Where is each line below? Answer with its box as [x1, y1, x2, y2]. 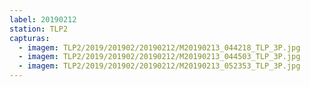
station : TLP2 [9, 24, 69, 34]
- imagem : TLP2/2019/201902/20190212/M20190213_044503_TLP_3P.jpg [18, 52, 301, 62]
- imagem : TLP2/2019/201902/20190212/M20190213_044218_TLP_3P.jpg [18, 42, 301, 53]
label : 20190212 [9, 14, 77, 25]
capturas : [9, 33, 51, 43]
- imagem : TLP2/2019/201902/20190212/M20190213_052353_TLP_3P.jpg [18, 61, 301, 71]
